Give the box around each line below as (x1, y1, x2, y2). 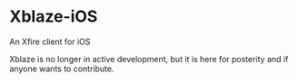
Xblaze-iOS (9, 6, 98, 27)
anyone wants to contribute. (9, 63, 114, 74)
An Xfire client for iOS (9, 36, 91, 47)
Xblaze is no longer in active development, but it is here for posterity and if (9, 53, 289, 64)
